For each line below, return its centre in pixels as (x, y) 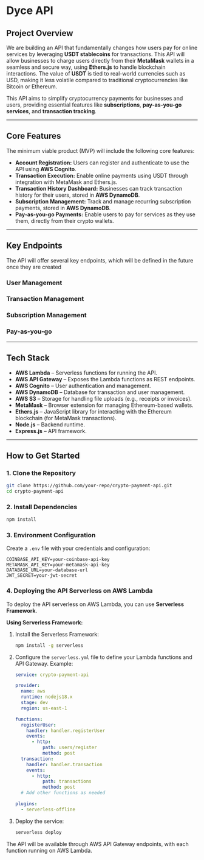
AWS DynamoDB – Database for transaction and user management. (100, 392)
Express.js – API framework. (51, 431)
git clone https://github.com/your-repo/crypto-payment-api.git (89, 486)
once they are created (34, 267)
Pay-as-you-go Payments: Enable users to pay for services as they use (105, 214)
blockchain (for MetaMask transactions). (66, 418)
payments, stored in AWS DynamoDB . (63, 208)
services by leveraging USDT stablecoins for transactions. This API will (96, 54)
